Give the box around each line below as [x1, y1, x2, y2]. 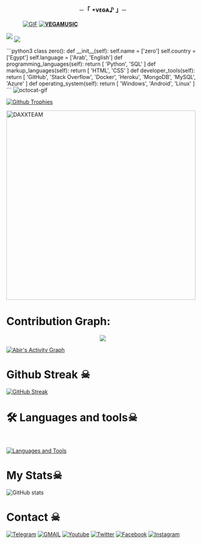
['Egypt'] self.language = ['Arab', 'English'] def [6, 54, 123, 61]
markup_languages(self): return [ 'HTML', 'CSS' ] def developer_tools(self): [6, 67, 195, 74]
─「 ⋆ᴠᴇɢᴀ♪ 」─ [79, 5, 127, 13]
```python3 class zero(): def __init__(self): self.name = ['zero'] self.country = [6, 47, 196, 55]
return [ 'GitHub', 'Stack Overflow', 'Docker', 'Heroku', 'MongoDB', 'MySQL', [6, 74, 196, 81]
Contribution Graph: [6, 315, 111, 329]
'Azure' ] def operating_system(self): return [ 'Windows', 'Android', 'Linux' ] [6, 80, 195, 87]
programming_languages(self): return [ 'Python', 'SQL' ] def [6, 60, 156, 68]
